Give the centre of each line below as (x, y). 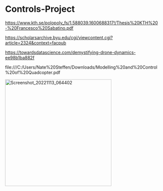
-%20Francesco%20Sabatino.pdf (39, 28)
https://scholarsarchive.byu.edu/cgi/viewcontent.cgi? (59, 38)
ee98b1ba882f (20, 57)
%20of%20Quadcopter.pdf (33, 72)
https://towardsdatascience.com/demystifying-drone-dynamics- (70, 52)
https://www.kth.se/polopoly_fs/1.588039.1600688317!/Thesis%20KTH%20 (81, 23)
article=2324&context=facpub (36, 42)
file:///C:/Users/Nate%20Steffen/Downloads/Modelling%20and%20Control (81, 67)
